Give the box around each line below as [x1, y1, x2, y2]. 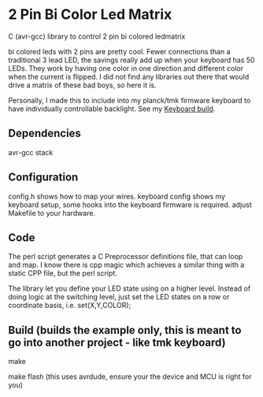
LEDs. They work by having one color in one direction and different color [8, 63, 244, 72]
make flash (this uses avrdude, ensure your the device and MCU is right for [8, 372, 252, 381]
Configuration [8, 171, 79, 184]
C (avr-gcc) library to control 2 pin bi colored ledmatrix [8, 32, 186, 41]
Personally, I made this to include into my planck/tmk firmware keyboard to [8, 95, 251, 105]
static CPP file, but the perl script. [8, 269, 118, 278]
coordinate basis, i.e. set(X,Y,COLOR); [8, 301, 131, 310]
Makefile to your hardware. [8, 208, 96, 217]
